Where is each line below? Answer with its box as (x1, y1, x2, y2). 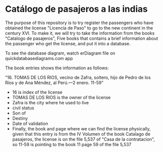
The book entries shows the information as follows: (5, 65, 109, 71)
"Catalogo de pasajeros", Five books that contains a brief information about (5, 35, 159, 41)
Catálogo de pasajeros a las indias (5, 3, 148, 15)
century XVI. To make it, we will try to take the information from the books (5, 30, 155, 36)
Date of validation (12, 121, 48, 126)
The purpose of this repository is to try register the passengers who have (5, 20, 154, 26)
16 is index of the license (12, 89, 63, 95)
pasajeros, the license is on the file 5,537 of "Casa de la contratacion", (12, 136, 155, 142)
